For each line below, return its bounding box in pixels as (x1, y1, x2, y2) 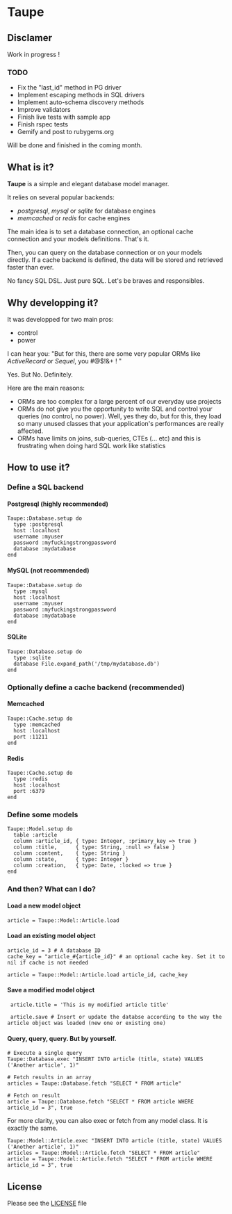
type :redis (13, 776, 49, 782)
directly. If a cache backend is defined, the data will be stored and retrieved (7, 256, 224, 264)
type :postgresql (13, 521, 64, 528)
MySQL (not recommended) (7, 566, 90, 575)
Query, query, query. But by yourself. (7, 1034, 117, 1042)
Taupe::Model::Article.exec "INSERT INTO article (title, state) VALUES (7, 1138, 222, 1145)
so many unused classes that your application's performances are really (17, 419, 224, 427)
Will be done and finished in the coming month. (7, 141, 142, 149)
